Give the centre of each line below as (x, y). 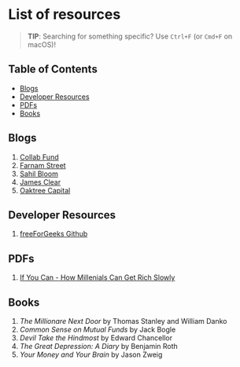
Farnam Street (42, 165)
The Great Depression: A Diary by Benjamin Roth (99, 346)
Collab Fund (39, 157)
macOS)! (42, 44)
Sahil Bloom (39, 174)
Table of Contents (53, 70)
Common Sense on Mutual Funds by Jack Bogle (98, 329)
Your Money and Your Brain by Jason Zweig (91, 354)
